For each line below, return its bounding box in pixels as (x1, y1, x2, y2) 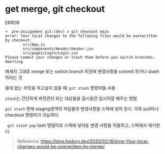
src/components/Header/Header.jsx (23, 46, 94, 51)
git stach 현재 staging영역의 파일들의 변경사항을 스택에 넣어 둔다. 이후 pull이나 (5, 105, 159, 111)
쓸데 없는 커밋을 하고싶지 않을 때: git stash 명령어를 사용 (5, 85, 116, 91)
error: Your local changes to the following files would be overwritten (5, 33, 158, 38)
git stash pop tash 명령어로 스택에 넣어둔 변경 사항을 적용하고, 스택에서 (7, 122, 147, 128)
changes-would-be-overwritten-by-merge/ (17, 143, 105, 149)
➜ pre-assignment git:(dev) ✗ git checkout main (5, 29, 109, 34)
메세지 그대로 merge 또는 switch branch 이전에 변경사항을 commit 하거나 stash (5, 68, 159, 74)
